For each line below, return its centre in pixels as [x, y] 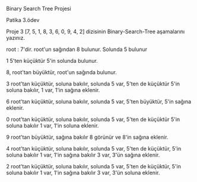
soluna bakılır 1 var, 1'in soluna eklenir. [53, 126]
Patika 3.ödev [23, 20]
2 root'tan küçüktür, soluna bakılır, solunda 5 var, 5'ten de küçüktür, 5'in [93, 166]
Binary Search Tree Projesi [39, 9]
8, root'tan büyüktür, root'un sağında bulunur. [62, 72]
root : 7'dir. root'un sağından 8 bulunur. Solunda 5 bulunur [77, 49]
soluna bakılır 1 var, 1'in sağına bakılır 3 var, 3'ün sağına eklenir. [83, 155]
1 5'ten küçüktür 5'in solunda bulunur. [52, 61]
